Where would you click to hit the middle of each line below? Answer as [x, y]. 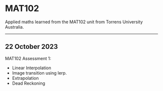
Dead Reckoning [28, 83]
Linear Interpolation [32, 68]
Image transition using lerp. [39, 73]
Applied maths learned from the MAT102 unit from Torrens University [74, 22]
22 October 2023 [32, 47]
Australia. [15, 27]
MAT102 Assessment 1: [28, 58]
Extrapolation [25, 78]
